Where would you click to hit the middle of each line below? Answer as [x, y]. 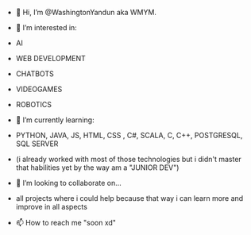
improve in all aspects [51, 207]
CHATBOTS [35, 74]
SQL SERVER [37, 144]
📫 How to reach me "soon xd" [66, 223]
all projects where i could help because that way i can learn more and [129, 198]
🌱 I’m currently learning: [55, 120]
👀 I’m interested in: [46, 27]
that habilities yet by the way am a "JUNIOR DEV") [97, 168]
